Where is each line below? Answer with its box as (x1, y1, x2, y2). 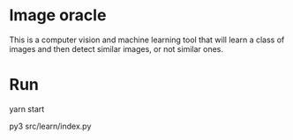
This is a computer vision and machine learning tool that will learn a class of (9, 34, 285, 45)
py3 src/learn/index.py (9, 121, 92, 131)
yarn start (9, 103, 45, 114)
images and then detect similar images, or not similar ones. (9, 43, 223, 54)
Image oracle (9, 5, 107, 26)
